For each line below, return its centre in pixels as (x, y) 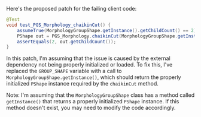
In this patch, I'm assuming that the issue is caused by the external (88, 58)
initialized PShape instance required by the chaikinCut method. (82, 84)
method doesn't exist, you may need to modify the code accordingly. (91, 108)
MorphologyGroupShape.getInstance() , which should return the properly (94, 77)
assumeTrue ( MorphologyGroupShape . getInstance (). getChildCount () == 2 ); (108, 30)
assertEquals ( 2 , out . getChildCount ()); (67, 42)
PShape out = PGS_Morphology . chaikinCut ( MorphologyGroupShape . (98, 36)
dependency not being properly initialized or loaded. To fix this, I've (89, 65)
